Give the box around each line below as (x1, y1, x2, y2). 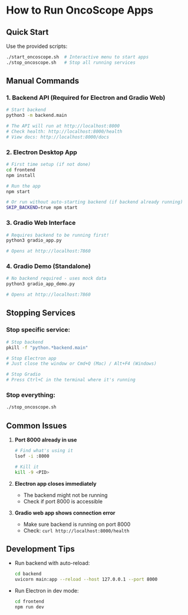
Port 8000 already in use (14, 436, 77, 443)
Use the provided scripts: (6, 42, 68, 50)
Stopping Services (6, 308, 75, 318)
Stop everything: (6, 391, 56, 399)
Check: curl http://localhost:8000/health (23, 526, 130, 534)
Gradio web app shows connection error (14, 509, 116, 516)
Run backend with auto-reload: (14, 560, 90, 567)
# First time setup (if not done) (6, 162, 91, 168)
